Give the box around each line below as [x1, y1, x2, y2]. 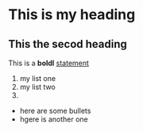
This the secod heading [8, 37, 127, 51]
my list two [19, 82, 56, 91]
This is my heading [8, 6, 136, 24]
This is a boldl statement [8, 58, 90, 68]
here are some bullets [19, 106, 91, 115]
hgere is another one [19, 115, 89, 124]
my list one [19, 74, 56, 83]
